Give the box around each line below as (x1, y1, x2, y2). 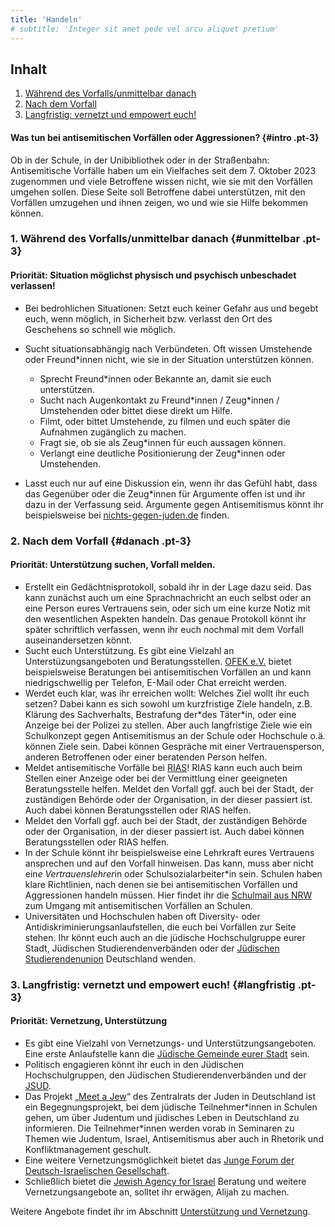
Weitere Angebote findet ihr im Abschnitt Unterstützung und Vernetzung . (10, 1205, 311, 1217)
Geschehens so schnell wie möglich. (24, 323, 177, 335)
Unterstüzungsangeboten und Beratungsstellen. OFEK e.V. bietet (24, 655, 292, 667)
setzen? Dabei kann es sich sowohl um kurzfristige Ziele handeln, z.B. (24, 697, 313, 710)
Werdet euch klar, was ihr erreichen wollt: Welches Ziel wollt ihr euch (24, 687, 310, 699)
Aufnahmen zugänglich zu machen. (39, 426, 187, 438)
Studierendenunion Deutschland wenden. (24, 952, 197, 965)
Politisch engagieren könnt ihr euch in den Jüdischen (24, 1058, 245, 1070)
